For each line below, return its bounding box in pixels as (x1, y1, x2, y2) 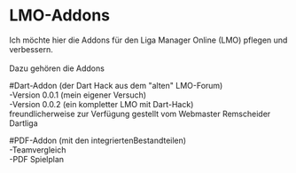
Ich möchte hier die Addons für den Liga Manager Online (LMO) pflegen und (9, 35, 288, 45)
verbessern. (9, 43, 53, 54)
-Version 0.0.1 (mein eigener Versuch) (9, 90, 147, 100)
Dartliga (9, 117, 38, 129)
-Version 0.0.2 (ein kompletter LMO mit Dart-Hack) (9, 98, 194, 109)
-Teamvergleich (9, 144, 66, 155)
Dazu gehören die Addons (9, 63, 105, 74)
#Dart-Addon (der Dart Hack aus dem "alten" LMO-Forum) (9, 80, 223, 90)
